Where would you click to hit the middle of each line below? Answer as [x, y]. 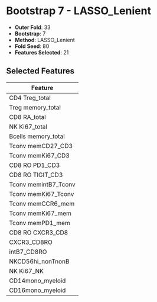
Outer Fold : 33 [32, 27]
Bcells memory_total [37, 136]
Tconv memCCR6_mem [42, 204]
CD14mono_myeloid [37, 281]
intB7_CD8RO [28, 252]
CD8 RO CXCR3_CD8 [39, 232]
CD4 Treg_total [30, 98]
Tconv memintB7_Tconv [42, 184]
